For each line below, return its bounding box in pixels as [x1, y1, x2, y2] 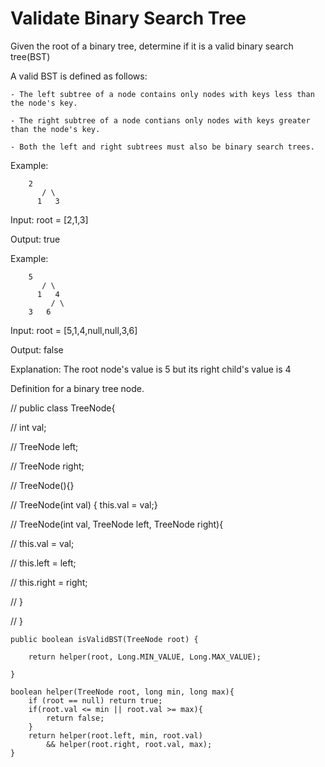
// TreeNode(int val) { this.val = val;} [10, 498, 158, 511]
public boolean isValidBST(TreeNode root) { [10, 634, 199, 644]
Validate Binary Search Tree [10, 7, 247, 30]
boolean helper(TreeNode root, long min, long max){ [10, 687, 235, 697]
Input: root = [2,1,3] [10, 213, 89, 226]
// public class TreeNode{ [10, 402, 116, 414]
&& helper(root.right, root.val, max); [46, 739, 213, 749]
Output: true [10, 233, 61, 245]
